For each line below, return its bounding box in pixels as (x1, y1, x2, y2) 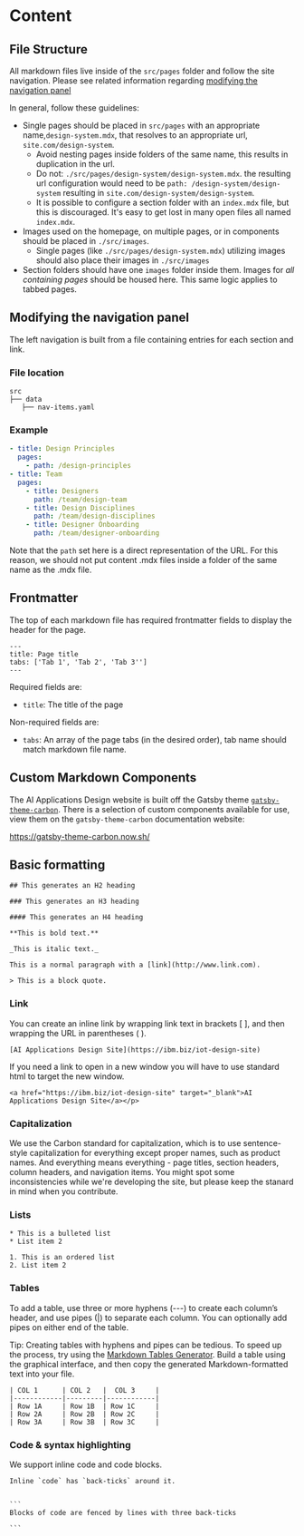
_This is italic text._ (9, 945, 100, 954)
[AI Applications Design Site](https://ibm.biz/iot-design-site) (9, 1045, 261, 1055)
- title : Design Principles (9, 444, 116, 453)
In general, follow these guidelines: (9, 102, 140, 113)
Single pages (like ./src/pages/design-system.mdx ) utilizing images (35, 246, 286, 256)
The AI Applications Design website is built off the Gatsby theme (9, 794, 250, 805)
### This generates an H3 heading (9, 897, 140, 907)
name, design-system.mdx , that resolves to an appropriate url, (22, 130, 249, 141)
